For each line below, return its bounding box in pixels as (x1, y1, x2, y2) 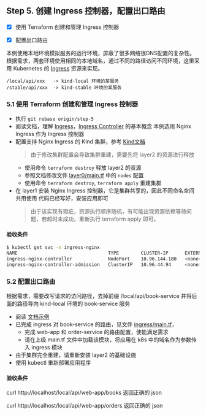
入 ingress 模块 (24, 344, 63, 351)
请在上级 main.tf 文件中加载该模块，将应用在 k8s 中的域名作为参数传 (24, 336, 197, 343)
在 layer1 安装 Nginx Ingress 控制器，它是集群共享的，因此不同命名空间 (15, 187, 195, 194)
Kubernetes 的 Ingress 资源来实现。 (13, 64, 104, 72)
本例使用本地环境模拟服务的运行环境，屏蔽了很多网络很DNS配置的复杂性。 (6, 49, 195, 56)
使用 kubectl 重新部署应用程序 (15, 359, 91, 367)
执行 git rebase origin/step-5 (15, 115, 94, 123)
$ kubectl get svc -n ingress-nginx (6, 245, 100, 251)
